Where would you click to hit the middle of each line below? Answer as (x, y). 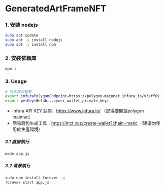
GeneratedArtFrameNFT (56, 9)
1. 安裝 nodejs (22, 25)
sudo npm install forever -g (35, 178)
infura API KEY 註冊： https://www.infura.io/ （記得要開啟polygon (78, 111)
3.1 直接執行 (17, 142)
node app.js (17, 154)
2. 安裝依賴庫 (21, 58)
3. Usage (16, 81)
